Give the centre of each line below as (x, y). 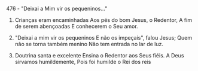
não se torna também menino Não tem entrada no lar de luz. (89, 44)
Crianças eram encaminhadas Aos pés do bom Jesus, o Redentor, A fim (103, 20)
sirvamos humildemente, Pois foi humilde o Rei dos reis (83, 62)
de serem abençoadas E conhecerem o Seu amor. (77, 26)
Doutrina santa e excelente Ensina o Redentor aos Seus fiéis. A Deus (99, 55)
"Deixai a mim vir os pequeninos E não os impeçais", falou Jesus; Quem (103, 38)
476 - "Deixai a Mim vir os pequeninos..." (57, 9)
